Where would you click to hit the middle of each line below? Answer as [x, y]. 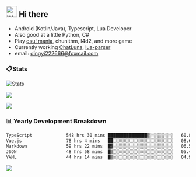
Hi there [33, 14]
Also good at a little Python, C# [52, 34]
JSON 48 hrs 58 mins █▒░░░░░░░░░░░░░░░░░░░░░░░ [90, 152]
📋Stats [17, 69]
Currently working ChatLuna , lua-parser [62, 47]
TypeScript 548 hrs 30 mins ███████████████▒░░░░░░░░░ [90, 136]
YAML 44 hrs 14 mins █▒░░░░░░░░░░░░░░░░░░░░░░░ [90, 157]
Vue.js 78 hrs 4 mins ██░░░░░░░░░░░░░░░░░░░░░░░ [90, 141]
